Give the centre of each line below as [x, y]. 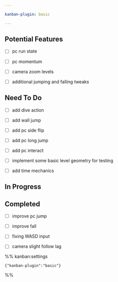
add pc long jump [30, 140]
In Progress [23, 187]
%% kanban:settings [26, 257]
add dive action [28, 110]
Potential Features [34, 39]
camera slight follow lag [37, 246]
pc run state [24, 51]
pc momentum [27, 62]
